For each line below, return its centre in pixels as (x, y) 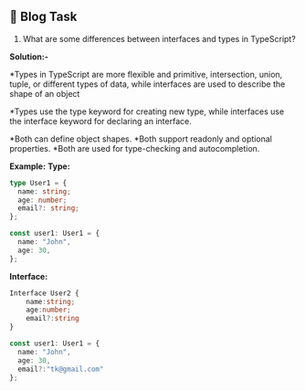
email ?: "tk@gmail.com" (61, 369)
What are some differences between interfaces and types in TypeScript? (159, 38)
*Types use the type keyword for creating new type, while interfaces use (147, 111)
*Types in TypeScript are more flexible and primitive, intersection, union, (146, 74)
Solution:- (29, 57)
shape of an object (45, 93)
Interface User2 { (44, 293)
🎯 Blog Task (43, 17)
